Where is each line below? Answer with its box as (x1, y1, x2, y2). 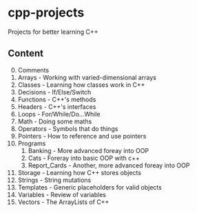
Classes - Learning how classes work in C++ (17, 81, 145, 89)
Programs (17, 139, 46, 148)
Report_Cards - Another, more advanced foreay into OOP (28, 161, 190, 170)
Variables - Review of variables (17, 190, 106, 199)
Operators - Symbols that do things (17, 124, 118, 132)
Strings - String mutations (17, 176, 92, 184)
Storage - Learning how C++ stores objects (17, 168, 142, 176)
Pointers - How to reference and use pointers (17, 132, 147, 140)
